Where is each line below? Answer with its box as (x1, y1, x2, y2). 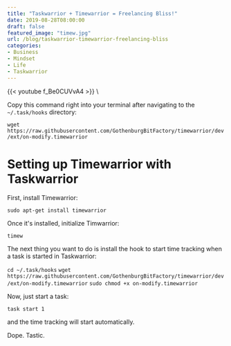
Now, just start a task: (7, 292, 69, 301)
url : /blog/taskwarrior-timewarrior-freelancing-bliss (7, 36, 169, 43)
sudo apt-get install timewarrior (7, 207, 107, 215)
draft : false (7, 23, 45, 30)
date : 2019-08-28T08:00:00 (7, 17, 85, 24)
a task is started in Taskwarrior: (7, 252, 97, 260)
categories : (7, 42, 41, 49)
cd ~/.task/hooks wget (7, 267, 71, 274)
